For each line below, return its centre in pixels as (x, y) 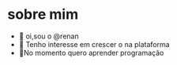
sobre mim (43, 14)
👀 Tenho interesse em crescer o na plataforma (94, 44)
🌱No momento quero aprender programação (91, 52)
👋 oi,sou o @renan (49, 36)
